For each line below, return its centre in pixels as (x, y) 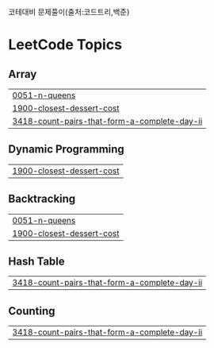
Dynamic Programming (66, 149)
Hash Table (36, 262)
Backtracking (42, 199)
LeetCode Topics (65, 45)
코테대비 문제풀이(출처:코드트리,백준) (69, 12)
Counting (32, 311)
